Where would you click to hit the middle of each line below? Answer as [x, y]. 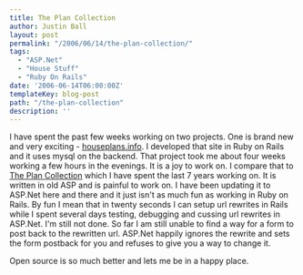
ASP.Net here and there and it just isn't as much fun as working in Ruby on [149, 195]
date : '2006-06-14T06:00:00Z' [67, 86]
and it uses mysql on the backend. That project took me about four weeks [148, 157]
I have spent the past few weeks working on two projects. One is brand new [151, 137]
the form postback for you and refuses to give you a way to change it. [140, 243]
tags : [20, 52]
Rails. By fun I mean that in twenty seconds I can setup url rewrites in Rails [149, 205]
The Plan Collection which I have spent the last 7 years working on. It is [143, 176]
